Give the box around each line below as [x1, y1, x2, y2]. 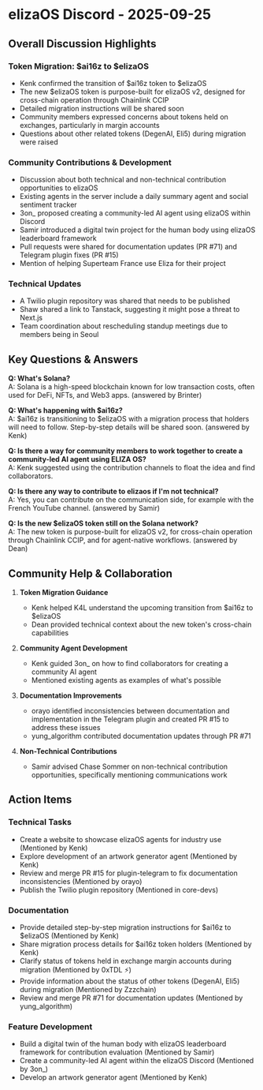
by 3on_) [19, 1064, 49, 1074]
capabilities [31, 628, 69, 638]
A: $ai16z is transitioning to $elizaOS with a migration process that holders [8, 414, 250, 424]
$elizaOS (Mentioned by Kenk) [19, 931, 120, 941]
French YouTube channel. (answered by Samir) [8, 504, 160, 513]
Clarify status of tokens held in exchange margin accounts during [19, 957, 232, 966]
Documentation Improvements [19, 691, 122, 700]
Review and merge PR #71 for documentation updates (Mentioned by [19, 993, 243, 1003]
